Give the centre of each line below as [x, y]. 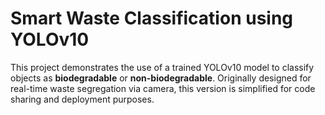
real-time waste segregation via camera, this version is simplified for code [163, 88]
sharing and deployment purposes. [82, 99]
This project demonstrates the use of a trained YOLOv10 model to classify [162, 67]
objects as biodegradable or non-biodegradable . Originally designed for [161, 78]
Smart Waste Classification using [152, 18]
